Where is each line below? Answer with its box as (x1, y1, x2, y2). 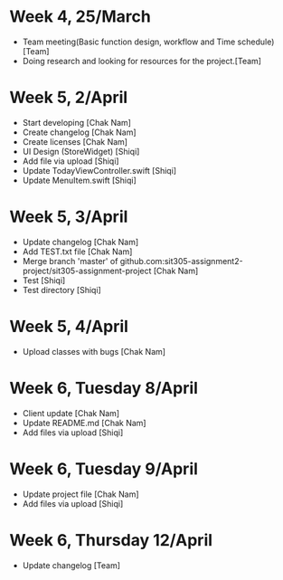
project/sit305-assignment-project (22, 265, 152, 276)
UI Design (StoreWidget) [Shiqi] (22, 146, 140, 157)
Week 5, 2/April (9, 88, 128, 108)
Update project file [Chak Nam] (22, 489, 139, 499)
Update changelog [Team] (22, 559, 120, 571)
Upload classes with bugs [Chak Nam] (22, 346, 165, 357)
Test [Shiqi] (22, 274, 66, 286)
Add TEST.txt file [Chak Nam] (22, 246, 133, 257)
